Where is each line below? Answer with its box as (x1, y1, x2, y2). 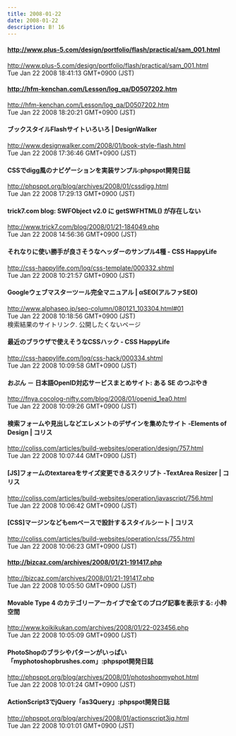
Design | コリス (7, 428, 53, 436)
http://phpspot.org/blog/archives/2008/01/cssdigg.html (7, 182, 169, 191)
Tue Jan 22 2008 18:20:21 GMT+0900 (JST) (7, 107, 136, 117)
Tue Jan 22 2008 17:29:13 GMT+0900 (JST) (7, 189, 136, 198)
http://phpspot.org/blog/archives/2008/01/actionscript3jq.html (7, 713, 189, 722)
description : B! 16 (7, 23, 65, 30)
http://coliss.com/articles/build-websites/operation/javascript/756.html (7, 493, 213, 502)
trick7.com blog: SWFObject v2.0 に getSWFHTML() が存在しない (7, 206, 201, 215)
